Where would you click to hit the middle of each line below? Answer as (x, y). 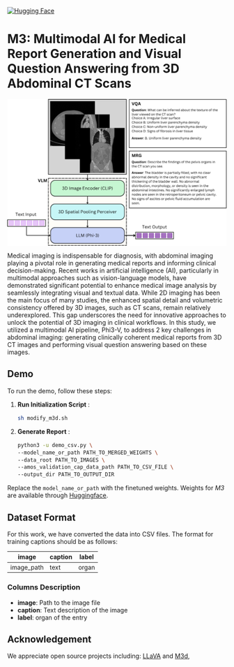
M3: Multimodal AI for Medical (97, 39)
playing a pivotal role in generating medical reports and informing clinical (112, 263)
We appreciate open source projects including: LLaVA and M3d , (99, 656)
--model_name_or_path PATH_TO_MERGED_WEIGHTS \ (87, 453)
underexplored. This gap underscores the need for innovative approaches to (117, 315)
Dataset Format (41, 517)
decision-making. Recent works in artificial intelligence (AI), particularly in (113, 271)
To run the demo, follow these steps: (60, 390)
